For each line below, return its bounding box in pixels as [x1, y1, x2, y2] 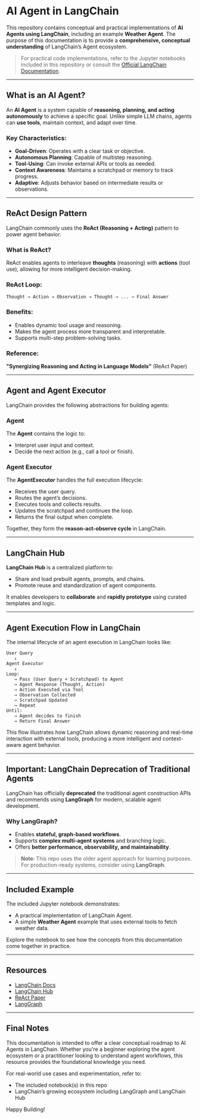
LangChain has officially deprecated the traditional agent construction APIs [6, 789, 192, 797]
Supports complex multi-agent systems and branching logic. [14, 837, 167, 844]
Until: [6, 708, 23, 714]
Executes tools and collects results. [14, 501, 102, 508]
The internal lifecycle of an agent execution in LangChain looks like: [6, 639, 172, 646]
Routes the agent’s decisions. [14, 495, 87, 502]
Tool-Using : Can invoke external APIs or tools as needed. [14, 160, 156, 167]
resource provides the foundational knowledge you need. [6, 1058, 147, 1065]
